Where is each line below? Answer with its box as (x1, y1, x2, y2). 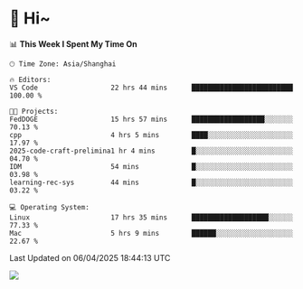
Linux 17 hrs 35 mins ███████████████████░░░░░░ (9, 212, 294, 222)
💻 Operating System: (9, 202, 90, 211)
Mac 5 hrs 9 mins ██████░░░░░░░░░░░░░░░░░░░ (9, 228, 294, 238)
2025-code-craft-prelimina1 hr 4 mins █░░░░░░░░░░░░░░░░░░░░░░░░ (9, 146, 294, 155)
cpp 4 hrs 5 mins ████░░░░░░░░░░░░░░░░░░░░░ (9, 130, 294, 139)
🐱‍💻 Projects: (9, 107, 59, 116)
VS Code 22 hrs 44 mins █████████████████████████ (9, 83, 294, 92)
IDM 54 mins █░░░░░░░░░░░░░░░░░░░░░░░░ (9, 162, 294, 171)
